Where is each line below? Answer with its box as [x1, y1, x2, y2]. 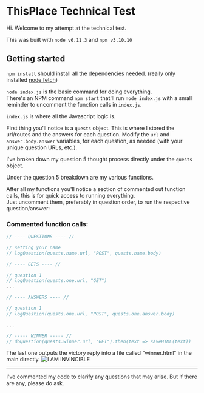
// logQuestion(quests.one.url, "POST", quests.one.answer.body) [6, 311, 175, 317]
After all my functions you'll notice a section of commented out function [6, 185, 186, 192]
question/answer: [6, 204, 50, 212]
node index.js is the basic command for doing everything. [6, 88, 152, 95]
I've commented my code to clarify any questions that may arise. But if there [6, 373, 197, 380]
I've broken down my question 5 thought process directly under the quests [6, 155, 193, 163]
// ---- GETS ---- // [6, 261, 61, 267]
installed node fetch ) [6, 76, 58, 83]
